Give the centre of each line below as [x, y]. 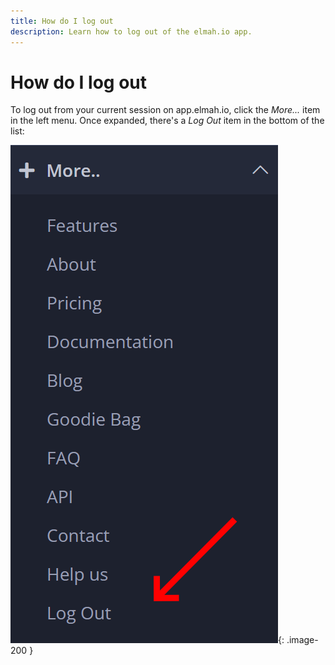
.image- [302, 640]
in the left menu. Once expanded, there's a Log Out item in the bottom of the [167, 121]
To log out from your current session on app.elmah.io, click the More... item [165, 110]
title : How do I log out [62, 21]
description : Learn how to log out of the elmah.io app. [131, 31]
